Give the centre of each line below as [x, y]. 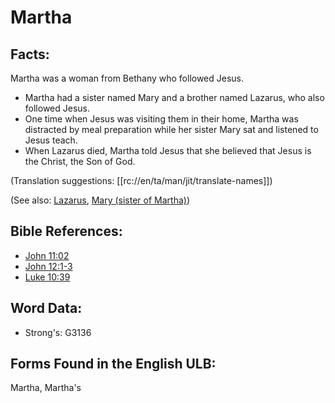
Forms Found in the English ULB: [113, 364]
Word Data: [46, 308]
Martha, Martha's [46, 388]
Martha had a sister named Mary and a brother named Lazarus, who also [174, 97]
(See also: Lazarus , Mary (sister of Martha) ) [100, 200]
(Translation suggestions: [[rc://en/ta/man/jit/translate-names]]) [141, 180]
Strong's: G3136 [58, 332]
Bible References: [66, 231]
